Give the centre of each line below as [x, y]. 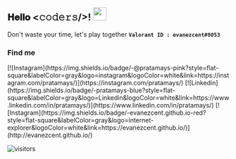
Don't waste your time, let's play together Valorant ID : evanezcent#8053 [114, 34]
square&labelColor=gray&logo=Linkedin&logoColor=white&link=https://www [118, 98]
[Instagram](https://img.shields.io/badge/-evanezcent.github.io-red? [107, 113]
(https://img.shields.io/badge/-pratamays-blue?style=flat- [92, 90]
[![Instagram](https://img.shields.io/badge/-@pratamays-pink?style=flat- [113, 68]
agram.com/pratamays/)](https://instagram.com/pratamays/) [95, 83]
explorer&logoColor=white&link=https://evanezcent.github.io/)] [99, 128]
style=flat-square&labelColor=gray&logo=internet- [81, 120]
